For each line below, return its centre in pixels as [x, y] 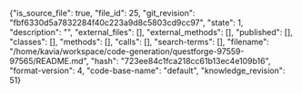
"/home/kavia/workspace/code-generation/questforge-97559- [127, 51]
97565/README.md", [49, 61]
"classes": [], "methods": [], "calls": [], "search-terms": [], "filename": [140, 42]
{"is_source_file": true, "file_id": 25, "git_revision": [102, 13]
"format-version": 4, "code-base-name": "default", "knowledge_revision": [147, 70]
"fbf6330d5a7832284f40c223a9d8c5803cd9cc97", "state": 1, [126, 23]
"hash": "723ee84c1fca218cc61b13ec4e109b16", [181, 61]
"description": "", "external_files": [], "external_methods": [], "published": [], [151, 32]
